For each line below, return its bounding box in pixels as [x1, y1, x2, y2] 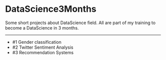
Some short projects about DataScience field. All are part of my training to [5, 20, 156, 26]
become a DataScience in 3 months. [5, 25, 79, 30]
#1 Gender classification [12, 39, 62, 45]
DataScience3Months [5, 3, 96, 15]
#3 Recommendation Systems [12, 49, 74, 55]
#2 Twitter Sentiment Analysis [12, 44, 74, 50]
